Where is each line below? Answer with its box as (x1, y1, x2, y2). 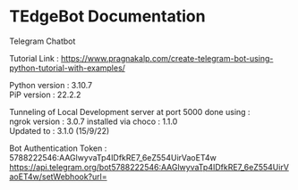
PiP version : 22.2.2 (9, 89, 81, 100)
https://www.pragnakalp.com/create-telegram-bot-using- (61, 53, 274, 63)
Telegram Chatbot (9, 36, 76, 46)
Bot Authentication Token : (9, 143, 107, 153)
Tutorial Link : (9, 53, 60, 63)
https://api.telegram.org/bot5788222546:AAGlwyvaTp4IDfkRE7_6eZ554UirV (9, 161, 289, 172)
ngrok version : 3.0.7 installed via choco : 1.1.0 (9, 116, 178, 127)
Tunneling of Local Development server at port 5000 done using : (9, 106, 251, 117)
